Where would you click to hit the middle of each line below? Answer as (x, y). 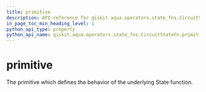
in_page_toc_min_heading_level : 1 (51, 23)
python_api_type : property (41, 29)
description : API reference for (48, 18)
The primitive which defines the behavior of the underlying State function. (100, 82)
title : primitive (29, 12)
